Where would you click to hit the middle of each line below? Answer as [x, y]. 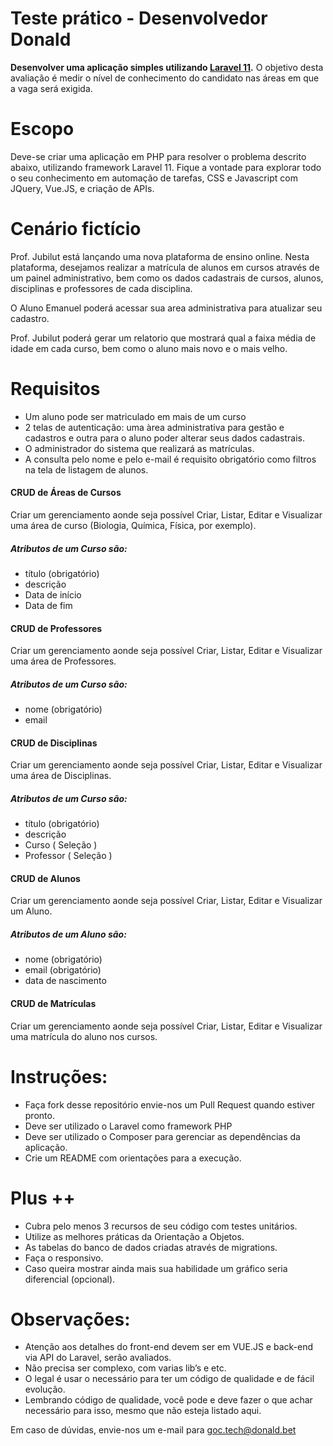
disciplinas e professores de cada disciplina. [101, 288]
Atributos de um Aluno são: [68, 934]
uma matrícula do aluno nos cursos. [84, 1036]
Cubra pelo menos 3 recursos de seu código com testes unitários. [161, 1226]
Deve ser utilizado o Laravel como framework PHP [128, 1126]
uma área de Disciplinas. [61, 776]
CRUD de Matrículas [53, 1004]
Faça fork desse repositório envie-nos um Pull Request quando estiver [170, 1104]
